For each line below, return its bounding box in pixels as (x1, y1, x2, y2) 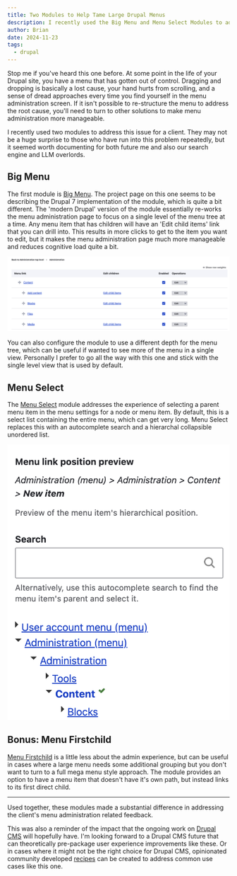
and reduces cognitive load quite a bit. (7, 242, 119, 250)
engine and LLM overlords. (7, 151, 86, 159)
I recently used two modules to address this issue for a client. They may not (7, 128, 227, 136)
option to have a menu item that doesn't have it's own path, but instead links (7, 775, 229, 783)
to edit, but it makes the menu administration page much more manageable (7, 234, 226, 243)
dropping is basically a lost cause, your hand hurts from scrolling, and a (7, 84, 215, 92)
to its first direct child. (7, 783, 71, 791)
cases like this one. (7, 862, 63, 870)
